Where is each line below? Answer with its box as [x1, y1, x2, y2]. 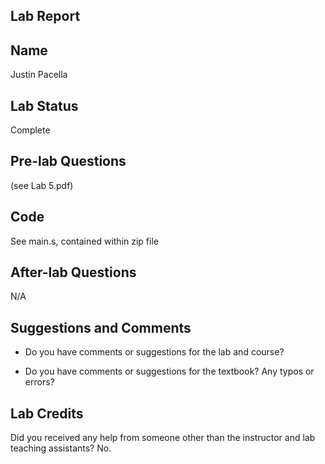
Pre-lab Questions [10, 153, 127, 170]
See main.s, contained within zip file [10, 235, 159, 247]
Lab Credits [10, 405, 84, 422]
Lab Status [10, 97, 79, 114]
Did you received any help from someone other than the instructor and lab [10, 432, 316, 444]
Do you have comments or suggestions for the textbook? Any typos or [24, 365, 315, 378]
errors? [24, 376, 55, 388]
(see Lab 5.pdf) [10, 179, 74, 191]
